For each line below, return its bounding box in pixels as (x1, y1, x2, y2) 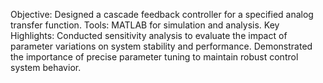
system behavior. (10, 62, 82, 73)
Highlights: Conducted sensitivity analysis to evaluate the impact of (10, 30, 288, 41)
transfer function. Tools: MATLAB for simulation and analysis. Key (10, 19, 280, 31)
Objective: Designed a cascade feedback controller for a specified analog (10, 9, 314, 20)
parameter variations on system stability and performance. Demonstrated (10, 40, 313, 52)
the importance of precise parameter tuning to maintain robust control (10, 51, 299, 63)
